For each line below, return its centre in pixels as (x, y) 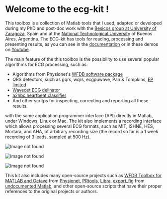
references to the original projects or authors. (52, 191)
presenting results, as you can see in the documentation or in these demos (82, 44)
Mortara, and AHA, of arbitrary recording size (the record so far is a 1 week (82, 131)
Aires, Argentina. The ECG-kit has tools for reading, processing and (74, 39)
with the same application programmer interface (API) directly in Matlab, (79, 115)
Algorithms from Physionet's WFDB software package (68, 74)
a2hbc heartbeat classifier (39, 95)
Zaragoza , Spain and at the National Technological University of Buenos (79, 33)
